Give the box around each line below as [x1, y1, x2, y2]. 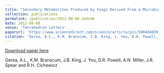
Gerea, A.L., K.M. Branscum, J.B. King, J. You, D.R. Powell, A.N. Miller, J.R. [5, 57, 154, 63]
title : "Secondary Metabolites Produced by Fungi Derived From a [5, 7, 141, 12]
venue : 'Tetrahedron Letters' [5, 25, 67, 30]
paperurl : [5, 30, 25, 35]
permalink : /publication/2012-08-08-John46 [5, 16, 95, 21]
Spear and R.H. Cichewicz [5, 62, 58, 68]
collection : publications [5, 12, 58, 17]
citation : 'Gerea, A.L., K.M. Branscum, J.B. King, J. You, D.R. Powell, [5, 35, 159, 39]
